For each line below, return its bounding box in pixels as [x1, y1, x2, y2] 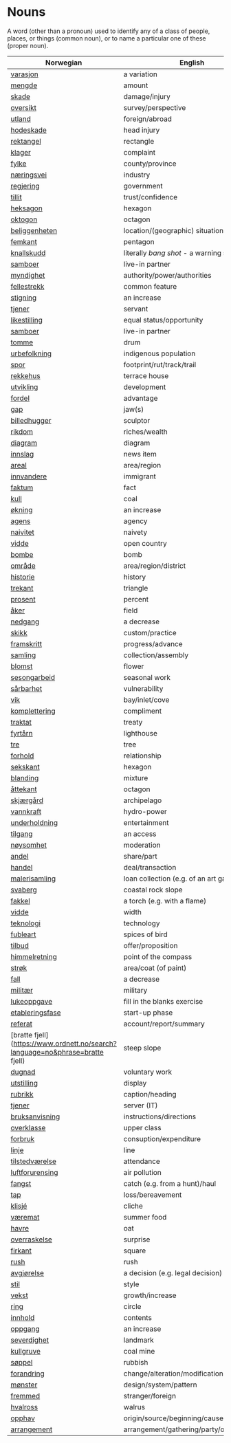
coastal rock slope [123, 885, 184, 894]
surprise [123, 1235, 151, 1244]
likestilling [10, 315, 43, 324]
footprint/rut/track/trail [123, 360, 197, 369]
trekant [10, 583, 34, 593]
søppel [10, 1357, 33, 1367]
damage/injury [123, 91, 170, 101]
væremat [10, 1212, 40, 1222]
